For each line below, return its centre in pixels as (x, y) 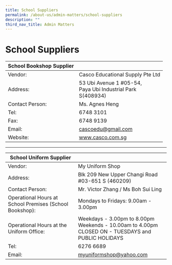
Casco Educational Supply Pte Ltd (120, 75)
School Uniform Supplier (40, 158)
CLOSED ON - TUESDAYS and (115, 232)
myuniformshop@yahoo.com (113, 255)
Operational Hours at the (37, 225)
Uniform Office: (26, 232)
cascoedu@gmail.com (106, 129)
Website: (18, 137)
